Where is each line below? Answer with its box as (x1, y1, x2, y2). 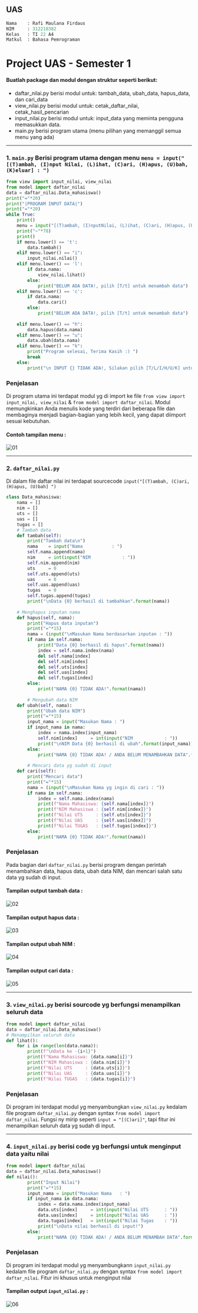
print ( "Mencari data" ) (27, 774, 83, 780)
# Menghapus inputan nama (16, 609, 81, 615)
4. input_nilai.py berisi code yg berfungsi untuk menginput (6, 1142, 181, 1150)
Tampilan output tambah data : (6, 887, 83, 895)
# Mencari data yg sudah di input (27, 763, 112, 768)
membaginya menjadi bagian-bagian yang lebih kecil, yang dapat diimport (6, 411, 186, 418)
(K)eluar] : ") (6, 167, 50, 173)
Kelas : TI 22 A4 (6, 31, 54, 37)
